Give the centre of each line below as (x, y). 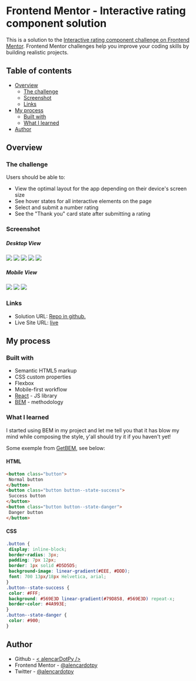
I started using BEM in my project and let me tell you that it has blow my (93, 430)
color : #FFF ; (25, 593)
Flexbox (24, 383)
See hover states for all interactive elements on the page (83, 201)
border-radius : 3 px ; (34, 555)
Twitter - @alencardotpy (44, 671)
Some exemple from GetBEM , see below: (56, 448)
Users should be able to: (36, 177)
